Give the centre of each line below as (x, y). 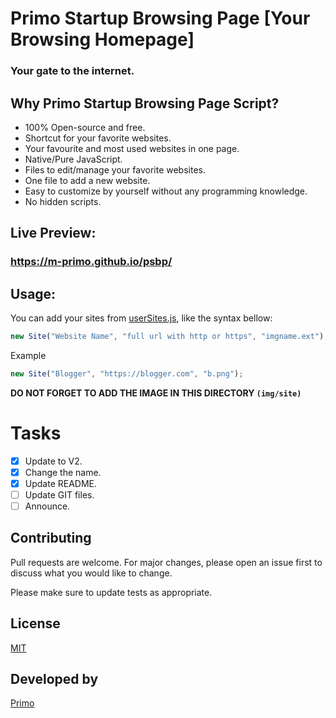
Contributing (51, 538)
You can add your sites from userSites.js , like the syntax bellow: (141, 318)
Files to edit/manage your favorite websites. (115, 169)
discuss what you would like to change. (91, 573)
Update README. (61, 483)
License (35, 623)
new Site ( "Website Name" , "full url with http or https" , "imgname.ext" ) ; (169, 337)
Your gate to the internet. (72, 71)
